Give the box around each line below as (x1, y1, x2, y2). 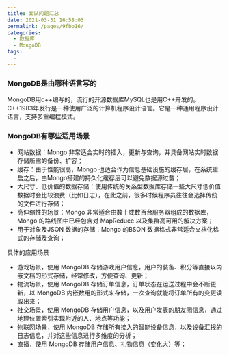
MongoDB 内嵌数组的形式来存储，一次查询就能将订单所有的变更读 (36, 289, 223, 297)
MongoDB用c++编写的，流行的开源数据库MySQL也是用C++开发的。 (7, 95, 200, 103)
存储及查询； (29, 234, 66, 242)
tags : (7, 49, 23, 56)
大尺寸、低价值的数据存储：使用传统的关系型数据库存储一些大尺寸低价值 (16, 182, 221, 191)
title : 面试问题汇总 (7, 10, 59, 17)
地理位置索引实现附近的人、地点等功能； (16, 315, 131, 323)
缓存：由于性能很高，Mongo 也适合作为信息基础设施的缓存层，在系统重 (16, 165, 219, 173)
